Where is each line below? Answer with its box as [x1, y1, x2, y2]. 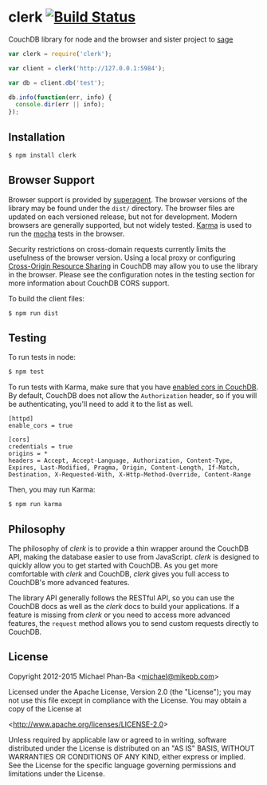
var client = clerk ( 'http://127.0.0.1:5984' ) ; [8, 64, 166, 72]
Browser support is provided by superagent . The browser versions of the [8, 194, 248, 204]
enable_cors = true [8, 422, 73, 430]
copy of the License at [8, 703, 82, 713]
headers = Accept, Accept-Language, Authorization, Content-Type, [8, 456, 234, 465]
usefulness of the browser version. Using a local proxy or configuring [8, 253, 237, 262]
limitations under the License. [8, 768, 105, 779]
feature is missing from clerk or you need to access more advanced [8, 610, 231, 620]
